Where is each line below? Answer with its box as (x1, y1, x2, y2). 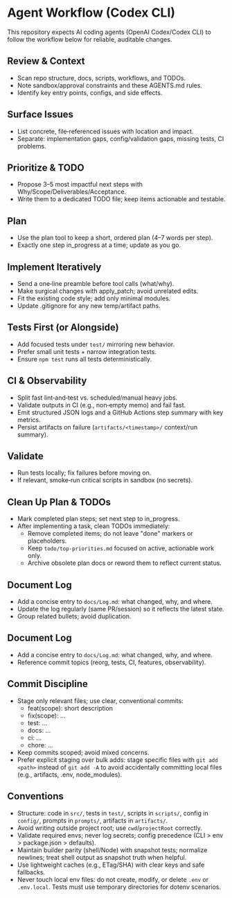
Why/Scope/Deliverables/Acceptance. (17, 187, 127, 196)
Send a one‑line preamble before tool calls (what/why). (17, 280, 175, 287)
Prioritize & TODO (7, 162, 84, 173)
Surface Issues (7, 109, 74, 121)
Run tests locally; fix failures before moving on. (17, 468, 152, 477)
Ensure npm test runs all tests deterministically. (17, 355, 152, 363)
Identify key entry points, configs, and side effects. (17, 88, 163, 96)
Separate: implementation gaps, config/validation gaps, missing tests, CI (17, 134, 224, 143)
